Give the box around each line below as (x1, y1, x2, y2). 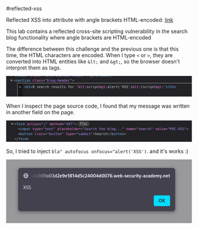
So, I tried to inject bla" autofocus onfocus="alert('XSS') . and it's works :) (6, 148, 189, 155)
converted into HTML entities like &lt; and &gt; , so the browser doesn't (6, 58, 180, 65)
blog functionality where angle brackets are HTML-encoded (6, 34, 151, 41)
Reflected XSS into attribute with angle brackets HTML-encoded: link (6, 16, 174, 23)
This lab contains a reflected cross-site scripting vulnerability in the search (6, 28, 188, 35)
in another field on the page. (6, 108, 75, 115)
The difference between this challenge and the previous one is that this (6, 45, 179, 52)
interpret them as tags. (6, 64, 61, 71)
